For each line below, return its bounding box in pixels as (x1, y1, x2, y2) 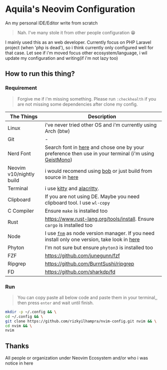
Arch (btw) (44, 127, 71, 134)
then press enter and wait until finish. (17, 300, 94, 306)
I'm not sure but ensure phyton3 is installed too (44, 244, 153, 251)
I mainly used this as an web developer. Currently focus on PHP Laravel (5, 39, 152, 45)
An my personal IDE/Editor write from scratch (5, 20, 98, 26)
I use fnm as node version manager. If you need (44, 230, 155, 237)
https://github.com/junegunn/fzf (44, 252, 120, 259)
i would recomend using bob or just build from (44, 167, 153, 174)
